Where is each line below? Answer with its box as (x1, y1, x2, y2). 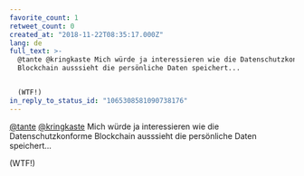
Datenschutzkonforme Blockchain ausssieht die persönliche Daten (9, 130, 257, 141)
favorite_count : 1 (9, 13, 79, 23)
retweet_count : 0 (9, 22, 75, 31)
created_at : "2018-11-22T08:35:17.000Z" (9, 30, 165, 39)
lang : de (9, 38, 43, 48)
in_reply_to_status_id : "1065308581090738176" (9, 96, 188, 105)
